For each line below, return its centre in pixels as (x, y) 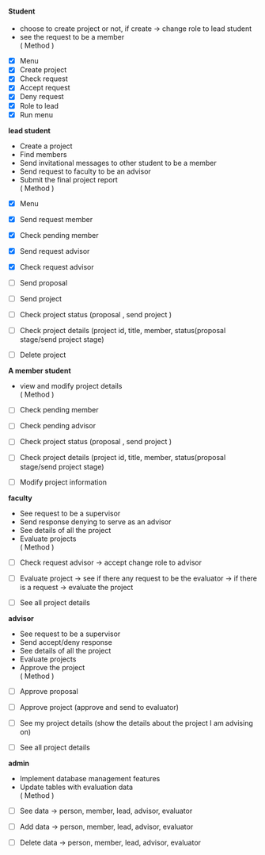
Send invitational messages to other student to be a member (118, 163)
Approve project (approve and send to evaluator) (99, 707)
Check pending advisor (58, 426)
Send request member (56, 219)
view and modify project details (71, 386)
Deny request (42, 97)
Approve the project (52, 667)
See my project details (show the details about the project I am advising (136, 723)
